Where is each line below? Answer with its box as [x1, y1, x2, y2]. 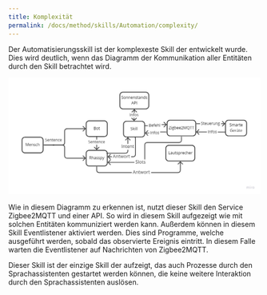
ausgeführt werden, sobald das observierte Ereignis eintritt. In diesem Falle [8, 237, 256, 246]
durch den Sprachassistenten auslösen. [8, 277, 139, 287]
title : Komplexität [8, 13, 74, 21]
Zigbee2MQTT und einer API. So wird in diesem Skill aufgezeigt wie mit [8, 211, 243, 221]
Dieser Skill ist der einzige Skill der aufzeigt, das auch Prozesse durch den [8, 261, 253, 270]
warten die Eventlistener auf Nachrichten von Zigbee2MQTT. [8, 245, 209, 255]
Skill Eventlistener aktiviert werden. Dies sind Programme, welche [8, 228, 225, 237]
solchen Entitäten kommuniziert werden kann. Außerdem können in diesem [8, 220, 256, 229]
